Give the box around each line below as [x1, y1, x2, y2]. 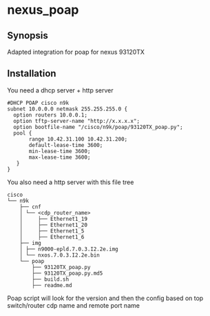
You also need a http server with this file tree [7, 178, 134, 186]
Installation [7, 68, 56, 79]
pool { [13, 130, 32, 137]
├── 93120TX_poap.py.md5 [32, 270, 103, 277]
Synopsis [7, 30, 48, 41]
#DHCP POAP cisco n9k [7, 99, 70, 106]
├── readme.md [32, 282, 72, 288]
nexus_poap [7, 2, 79, 18]
